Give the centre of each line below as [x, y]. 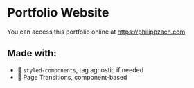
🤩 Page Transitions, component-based [72, 77]
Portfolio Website [58, 13]
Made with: [32, 53]
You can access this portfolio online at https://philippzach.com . [97, 32]
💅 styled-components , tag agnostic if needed [80, 69]
